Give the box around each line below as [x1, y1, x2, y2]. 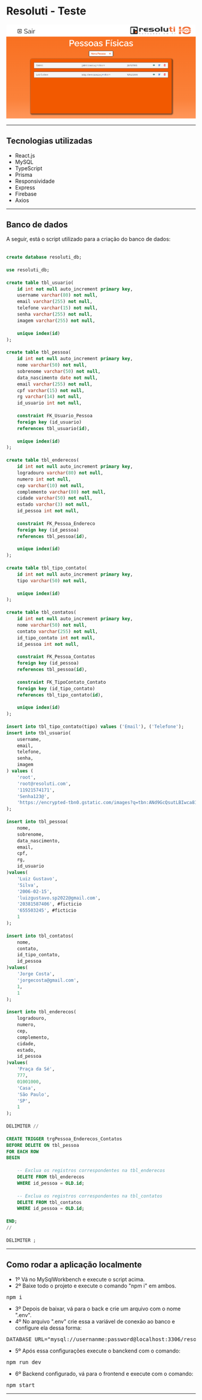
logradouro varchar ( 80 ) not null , [17, 470, 103, 476]
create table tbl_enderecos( [6, 457, 79, 464]
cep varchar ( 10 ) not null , [17, 482, 85, 488]
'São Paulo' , [17, 1091, 50, 1098]
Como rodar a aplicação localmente [6, 1260, 142, 1270]
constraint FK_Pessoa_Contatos [17, 654, 96, 660]
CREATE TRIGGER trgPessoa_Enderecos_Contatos [6, 1135, 122, 1142]
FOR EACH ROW [6, 1149, 39, 1155]
